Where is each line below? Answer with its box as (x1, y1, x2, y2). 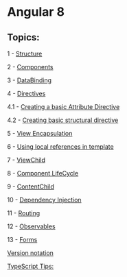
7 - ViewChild (7, 156, 46, 164)
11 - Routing (7, 209, 41, 217)
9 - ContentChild (7, 182, 55, 191)
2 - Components (7, 63, 54, 71)
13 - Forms (7, 236, 38, 243)
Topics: (7, 32, 40, 43)
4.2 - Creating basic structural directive (7, 116, 119, 124)
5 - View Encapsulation (7, 130, 73, 137)
